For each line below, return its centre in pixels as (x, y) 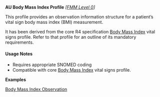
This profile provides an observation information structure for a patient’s (79, 17)
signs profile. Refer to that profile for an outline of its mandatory (71, 37)
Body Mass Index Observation (36, 90)
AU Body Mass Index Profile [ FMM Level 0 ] (50, 7)
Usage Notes (19, 54)
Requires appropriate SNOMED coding (52, 65)
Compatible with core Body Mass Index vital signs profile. (71, 70)
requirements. (19, 42)
